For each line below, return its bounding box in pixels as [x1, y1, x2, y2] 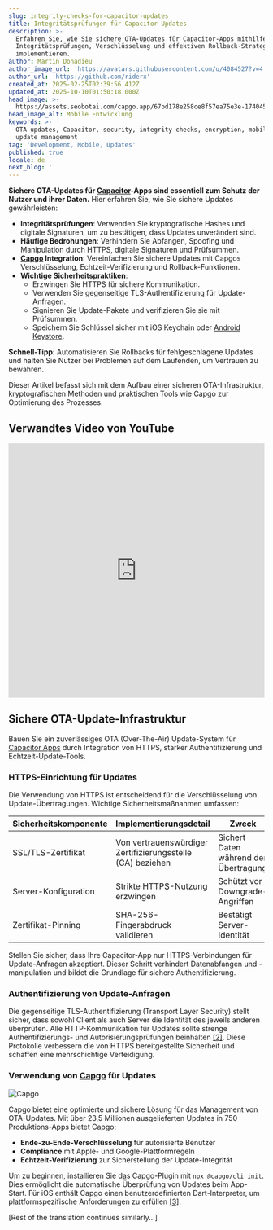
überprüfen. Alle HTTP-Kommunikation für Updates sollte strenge [8, 1024, 227, 1034]
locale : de [8, 156, 45, 164]
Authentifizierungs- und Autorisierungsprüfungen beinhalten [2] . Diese [8, 1032, 246, 1043]
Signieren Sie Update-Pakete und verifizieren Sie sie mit [32, 305, 221, 315]
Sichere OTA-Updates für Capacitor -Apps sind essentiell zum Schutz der [8, 186, 260, 195]
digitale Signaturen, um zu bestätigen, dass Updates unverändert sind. [19, 227, 257, 237]
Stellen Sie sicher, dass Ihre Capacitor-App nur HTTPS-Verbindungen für [8, 951, 252, 960]
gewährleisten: [8, 203, 58, 213]
